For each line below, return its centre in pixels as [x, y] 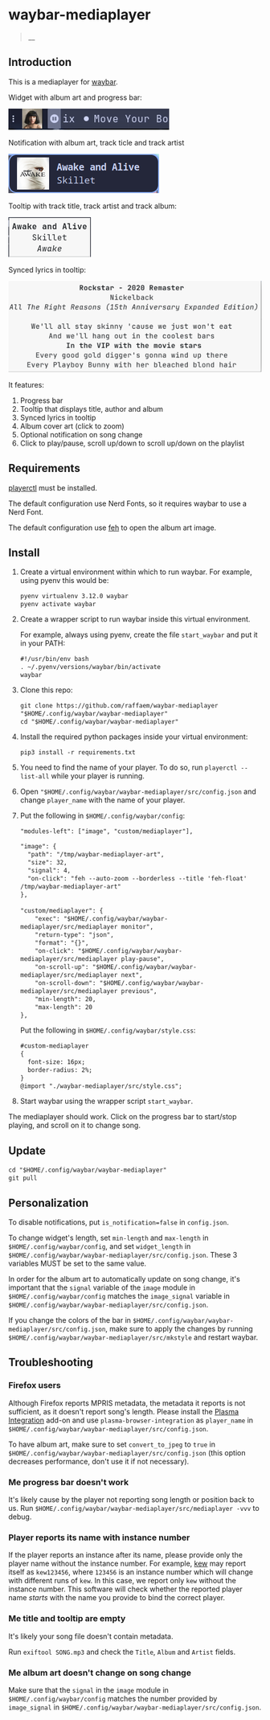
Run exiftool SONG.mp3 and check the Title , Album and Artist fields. [122, 1652]
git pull [23, 1178]
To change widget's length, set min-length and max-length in [108, 1238]
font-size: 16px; [57, 1062]
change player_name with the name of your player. [102, 800]
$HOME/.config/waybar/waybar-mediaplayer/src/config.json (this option [127, 1452]
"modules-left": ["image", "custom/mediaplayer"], [106, 831]
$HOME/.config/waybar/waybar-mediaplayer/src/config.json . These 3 [123, 1255]
